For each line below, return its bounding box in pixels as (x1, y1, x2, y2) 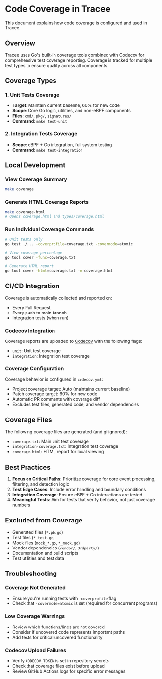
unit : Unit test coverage (12, 348, 61, 354)
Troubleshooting (5, 570, 57, 578)
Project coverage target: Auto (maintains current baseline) (12, 386, 130, 392)
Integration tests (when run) (12, 315, 69, 321)
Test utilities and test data (12, 555, 65, 561)
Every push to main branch (12, 310, 67, 315)
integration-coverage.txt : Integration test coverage (12, 444, 119, 449)
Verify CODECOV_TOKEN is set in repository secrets (12, 658, 109, 664)
